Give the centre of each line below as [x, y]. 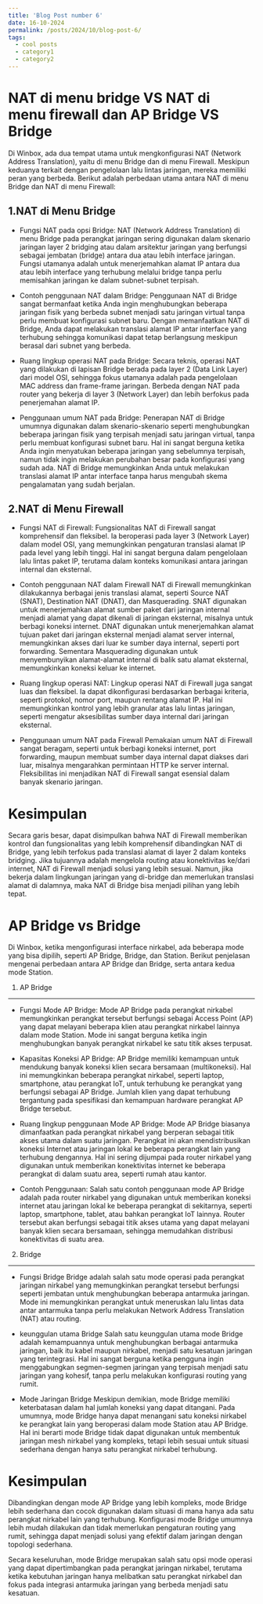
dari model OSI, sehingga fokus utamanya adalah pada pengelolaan [128, 377]
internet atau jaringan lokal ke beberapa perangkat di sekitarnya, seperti [136, 1206]
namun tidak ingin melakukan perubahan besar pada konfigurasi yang [132, 459]
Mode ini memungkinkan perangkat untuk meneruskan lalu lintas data [131, 1302]
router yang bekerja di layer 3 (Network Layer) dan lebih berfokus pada [134, 394]
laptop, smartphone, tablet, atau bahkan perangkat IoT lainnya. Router [132, 1215]
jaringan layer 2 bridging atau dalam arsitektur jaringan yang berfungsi [133, 247]
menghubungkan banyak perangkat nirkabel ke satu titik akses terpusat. [136, 1043]
